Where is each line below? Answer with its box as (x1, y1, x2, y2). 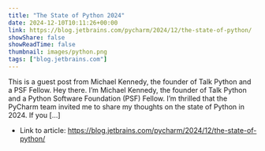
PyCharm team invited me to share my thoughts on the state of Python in (8, 101, 244, 111)
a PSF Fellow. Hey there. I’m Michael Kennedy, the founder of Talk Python (8, 85, 247, 94)
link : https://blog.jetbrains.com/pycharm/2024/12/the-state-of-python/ (8, 26, 252, 34)
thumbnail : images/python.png (8, 48, 108, 56)
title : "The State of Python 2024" (8, 11, 125, 20)
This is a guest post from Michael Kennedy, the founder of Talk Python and (8, 76, 252, 87)
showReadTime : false (8, 41, 77, 49)
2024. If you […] (8, 110, 61, 120)
